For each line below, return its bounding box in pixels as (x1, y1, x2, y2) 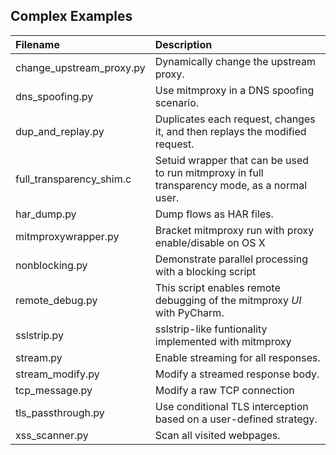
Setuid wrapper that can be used (154, 153, 310, 167)
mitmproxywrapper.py (15, 229, 120, 243)
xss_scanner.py (15, 428, 89, 442)
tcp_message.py (15, 383, 93, 397)
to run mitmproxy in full (154, 165, 264, 179)
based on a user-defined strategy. (154, 412, 318, 426)
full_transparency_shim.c (15, 172, 132, 186)
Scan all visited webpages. (154, 428, 281, 442)
